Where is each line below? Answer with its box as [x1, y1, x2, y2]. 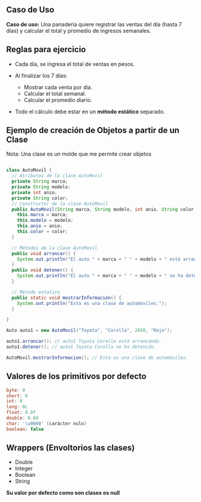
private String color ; [11, 195, 68, 201]
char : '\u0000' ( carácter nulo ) [6, 421, 87, 427]
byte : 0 [6, 387, 26, 393]
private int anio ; [11, 189, 58, 195]
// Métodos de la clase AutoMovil [11, 245, 98, 251]
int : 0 [6, 398, 23, 404]
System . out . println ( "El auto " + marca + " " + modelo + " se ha [17, 273, 184, 279]
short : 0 [6, 392, 28, 399]
